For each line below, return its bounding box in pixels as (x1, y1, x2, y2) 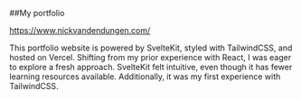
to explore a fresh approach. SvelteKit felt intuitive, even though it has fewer (9, 62, 293, 72)
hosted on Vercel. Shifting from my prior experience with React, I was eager (9, 52, 292, 62)
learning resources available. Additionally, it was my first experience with (9, 71, 281, 82)
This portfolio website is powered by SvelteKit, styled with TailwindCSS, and (9, 42, 293, 53)
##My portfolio (9, 8, 65, 18)
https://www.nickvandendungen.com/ (9, 25, 151, 35)
